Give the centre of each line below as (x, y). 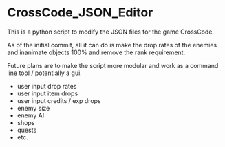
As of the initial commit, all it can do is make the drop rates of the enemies (112, 45)
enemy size (33, 108)
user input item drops (47, 93)
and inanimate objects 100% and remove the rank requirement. (96, 52)
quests (27, 130)
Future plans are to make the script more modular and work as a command (113, 65)
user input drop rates (47, 86)
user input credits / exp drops (59, 100)
